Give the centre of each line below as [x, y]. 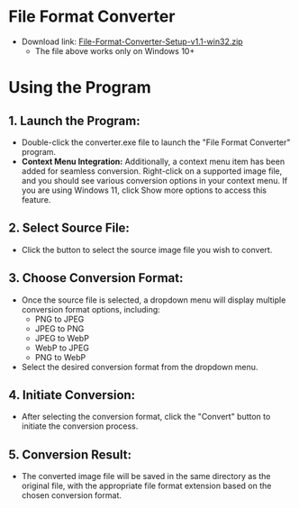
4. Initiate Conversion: [72, 395]
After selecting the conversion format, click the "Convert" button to [146, 417]
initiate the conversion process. [80, 426]
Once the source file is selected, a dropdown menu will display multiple [154, 300]
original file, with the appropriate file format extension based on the [146, 486]
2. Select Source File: [69, 228]
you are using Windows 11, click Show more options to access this [144, 190]
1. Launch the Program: [74, 120]
